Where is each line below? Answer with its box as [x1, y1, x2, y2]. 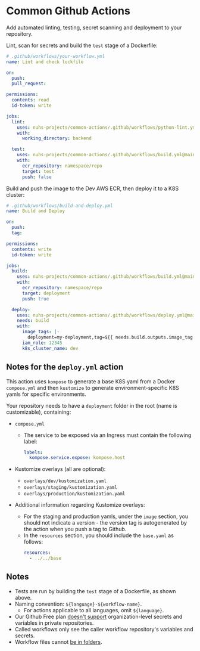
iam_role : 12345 [21, 340, 62, 346]
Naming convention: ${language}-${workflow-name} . [14, 600, 142, 607]
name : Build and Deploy [6, 208, 65, 214]
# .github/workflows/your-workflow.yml [6, 53, 105, 59]
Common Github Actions [6, 4, 131, 18]
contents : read [11, 97, 49, 103]
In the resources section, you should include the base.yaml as [23, 532, 174, 539]
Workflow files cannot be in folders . [14, 638, 102, 645]
